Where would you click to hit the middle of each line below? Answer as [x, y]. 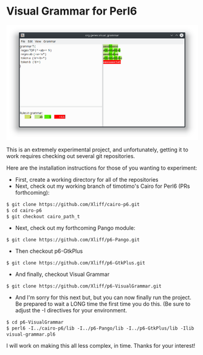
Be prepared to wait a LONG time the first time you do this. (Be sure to [103, 304]
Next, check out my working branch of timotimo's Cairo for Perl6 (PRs [102, 186]
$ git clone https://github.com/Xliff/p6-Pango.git [73, 240]
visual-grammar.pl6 [31, 335]
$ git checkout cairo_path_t [43, 217]
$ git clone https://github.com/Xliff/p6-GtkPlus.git [76, 263]
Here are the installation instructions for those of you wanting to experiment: [102, 168]
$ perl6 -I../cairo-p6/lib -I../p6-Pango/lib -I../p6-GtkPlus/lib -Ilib [100, 329]
